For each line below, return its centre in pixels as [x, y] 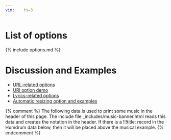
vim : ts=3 [19, 10]
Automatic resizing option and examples [55, 101]
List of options [36, 35]
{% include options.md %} [33, 50]
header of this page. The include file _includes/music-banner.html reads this [86, 116]
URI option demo [30, 90]
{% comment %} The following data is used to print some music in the [79, 111]
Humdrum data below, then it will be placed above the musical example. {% [84, 127]
